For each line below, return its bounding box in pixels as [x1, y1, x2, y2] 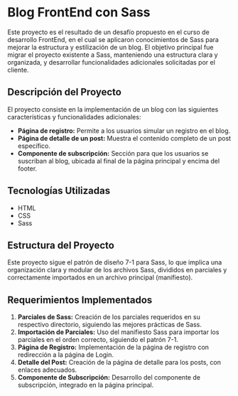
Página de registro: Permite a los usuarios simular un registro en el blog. [17, 126, 231, 135]
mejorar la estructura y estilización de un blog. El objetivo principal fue [7, 43, 214, 51]
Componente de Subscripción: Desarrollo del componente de [17, 373, 201, 382]
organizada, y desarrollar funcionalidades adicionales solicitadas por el [7, 58, 215, 66]
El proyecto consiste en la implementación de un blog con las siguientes [7, 105, 219, 114]
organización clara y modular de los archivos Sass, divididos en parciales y [7, 266, 227, 274]
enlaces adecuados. [17, 365, 77, 374]
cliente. [7, 65, 29, 74]
